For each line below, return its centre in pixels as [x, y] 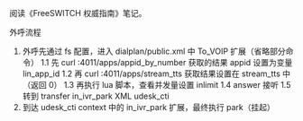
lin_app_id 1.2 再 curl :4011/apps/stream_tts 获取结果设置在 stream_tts [151, 73]
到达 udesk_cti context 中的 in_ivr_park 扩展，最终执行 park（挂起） [148, 107]
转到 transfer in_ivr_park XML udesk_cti [96, 96]
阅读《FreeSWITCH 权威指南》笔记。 [78, 13]
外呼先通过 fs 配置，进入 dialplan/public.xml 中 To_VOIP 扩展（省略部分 [154, 51]
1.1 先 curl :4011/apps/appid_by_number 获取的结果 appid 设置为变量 [166, 62]
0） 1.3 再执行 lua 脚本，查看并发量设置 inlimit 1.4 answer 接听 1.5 [170, 85]
